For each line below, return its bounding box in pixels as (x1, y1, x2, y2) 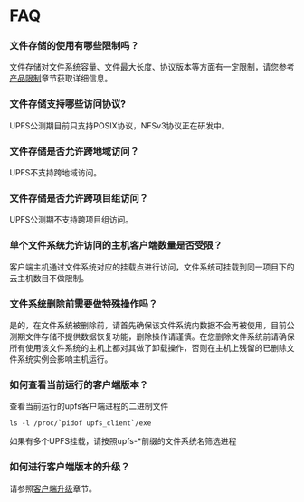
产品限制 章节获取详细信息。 (9, 73, 113, 84)
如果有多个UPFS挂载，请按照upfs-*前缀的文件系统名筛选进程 (9, 436, 237, 447)
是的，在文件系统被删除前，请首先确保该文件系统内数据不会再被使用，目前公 (9, 319, 295, 330)
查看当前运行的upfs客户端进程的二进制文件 (9, 401, 169, 412)
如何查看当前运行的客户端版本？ (9, 378, 149, 391)
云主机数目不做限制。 (9, 272, 89, 283)
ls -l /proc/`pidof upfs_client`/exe (9, 419, 152, 428)
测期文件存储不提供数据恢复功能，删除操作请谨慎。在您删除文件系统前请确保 (9, 331, 295, 342)
